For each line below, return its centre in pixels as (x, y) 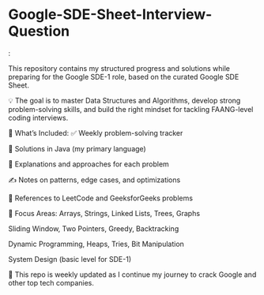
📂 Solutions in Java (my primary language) (77, 148)
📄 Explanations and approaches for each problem (89, 164)
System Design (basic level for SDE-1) (70, 259)
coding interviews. (38, 118)
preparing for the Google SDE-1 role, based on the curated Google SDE (124, 77)
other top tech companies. (51, 282)
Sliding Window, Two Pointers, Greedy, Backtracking (94, 228)
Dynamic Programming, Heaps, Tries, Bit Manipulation (96, 244)
